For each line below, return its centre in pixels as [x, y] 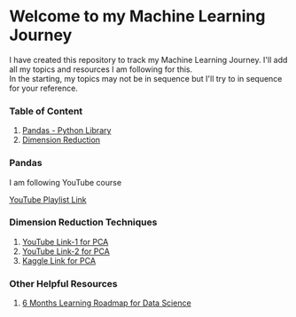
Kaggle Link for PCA [58, 260]
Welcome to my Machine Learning [137, 16]
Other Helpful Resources [63, 283]
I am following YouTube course [66, 182]
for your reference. [43, 88]
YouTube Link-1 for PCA [65, 242]
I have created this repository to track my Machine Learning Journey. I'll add [148, 59]
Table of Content [46, 111]
